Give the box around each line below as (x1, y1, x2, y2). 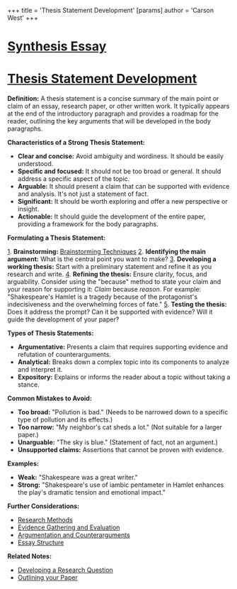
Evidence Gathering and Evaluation (17, 523, 120, 532)
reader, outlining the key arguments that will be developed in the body (7, 117, 211, 126)
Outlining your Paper (17, 573, 78, 582)
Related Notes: (7, 552, 52, 561)
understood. (17, 160, 54, 168)
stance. (17, 380, 40, 389)
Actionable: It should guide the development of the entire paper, (17, 212, 207, 221)
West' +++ (7, 13, 39, 22)
